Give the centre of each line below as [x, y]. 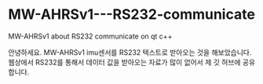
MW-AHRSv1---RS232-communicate [131, 15]
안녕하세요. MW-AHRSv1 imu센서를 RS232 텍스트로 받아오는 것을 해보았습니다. [130, 52]
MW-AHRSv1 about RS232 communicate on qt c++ [90, 36]
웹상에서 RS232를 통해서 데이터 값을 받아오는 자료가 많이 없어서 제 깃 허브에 [124, 62]
